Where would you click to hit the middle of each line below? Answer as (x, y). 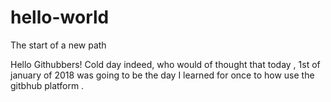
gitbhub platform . (47, 85)
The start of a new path (58, 45)
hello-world (60, 17)
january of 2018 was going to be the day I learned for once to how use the (162, 75)
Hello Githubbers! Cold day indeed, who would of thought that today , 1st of (165, 64)
